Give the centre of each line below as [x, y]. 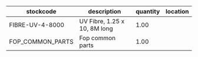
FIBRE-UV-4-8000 [37, 25]
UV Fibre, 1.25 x [102, 21]
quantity [148, 11]
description [105, 11]
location [177, 11]
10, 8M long [96, 28]
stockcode [42, 11]
